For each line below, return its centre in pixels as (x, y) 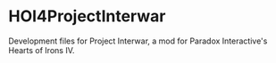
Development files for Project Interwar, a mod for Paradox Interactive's (138, 41)
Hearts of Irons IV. (42, 50)
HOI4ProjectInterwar (87, 16)
